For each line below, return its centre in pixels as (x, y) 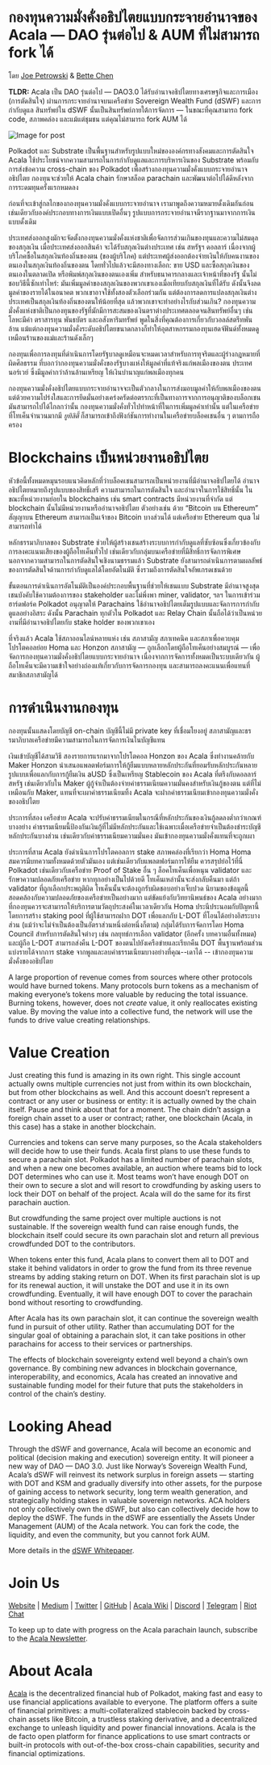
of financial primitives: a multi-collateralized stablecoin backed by (118, 1710)
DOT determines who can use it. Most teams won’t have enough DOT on (129, 1177)
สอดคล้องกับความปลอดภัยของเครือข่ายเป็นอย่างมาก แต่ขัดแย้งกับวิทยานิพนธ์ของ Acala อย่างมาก (135, 897)
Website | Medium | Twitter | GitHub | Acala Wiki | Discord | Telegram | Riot (133, 1605)
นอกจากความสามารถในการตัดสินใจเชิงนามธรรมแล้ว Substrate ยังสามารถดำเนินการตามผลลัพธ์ (135, 560)
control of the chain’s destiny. (57, 1393)
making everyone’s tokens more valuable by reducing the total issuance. (128, 994)
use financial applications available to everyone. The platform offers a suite (133, 1702)
